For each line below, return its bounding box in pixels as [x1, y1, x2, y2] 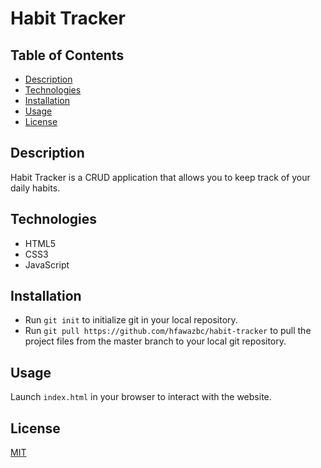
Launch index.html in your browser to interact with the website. [10, 391, 272, 403]
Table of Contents [10, 47, 125, 64]
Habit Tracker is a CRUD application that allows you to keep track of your [10, 171, 311, 183]
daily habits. [10, 182, 61, 194]
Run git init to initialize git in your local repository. [24, 314, 238, 326]
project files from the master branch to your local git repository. [24, 335, 287, 347]
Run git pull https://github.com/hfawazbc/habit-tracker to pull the [24, 325, 312, 337]
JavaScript [24, 258, 70, 271]
